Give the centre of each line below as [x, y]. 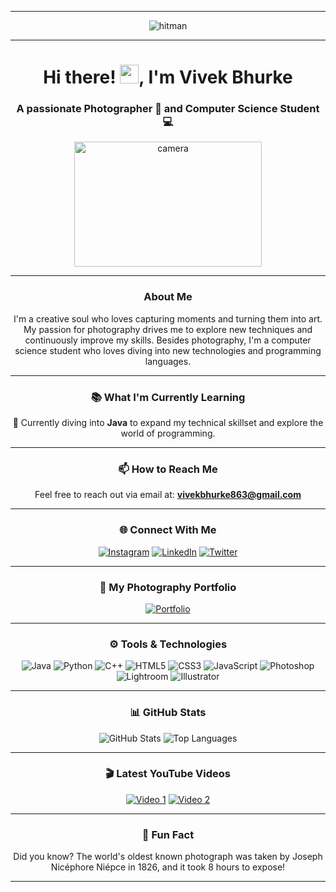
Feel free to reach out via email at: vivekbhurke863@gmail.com [168, 495]
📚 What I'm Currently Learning [168, 397]
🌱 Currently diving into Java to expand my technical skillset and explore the [168, 423]
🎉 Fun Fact [168, 834]
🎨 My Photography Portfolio [168, 587]
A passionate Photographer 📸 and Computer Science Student [168, 109]
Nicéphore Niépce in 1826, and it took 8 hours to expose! [168, 867]
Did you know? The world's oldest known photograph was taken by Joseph [168, 857]
